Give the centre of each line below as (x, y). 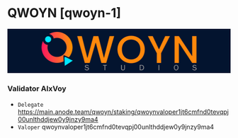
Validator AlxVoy (37, 88)
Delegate (30, 105)
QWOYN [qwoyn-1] (64, 13)
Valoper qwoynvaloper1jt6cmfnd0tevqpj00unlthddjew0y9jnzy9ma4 (116, 127)
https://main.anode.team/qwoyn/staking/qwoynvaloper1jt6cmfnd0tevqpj (123, 112)
